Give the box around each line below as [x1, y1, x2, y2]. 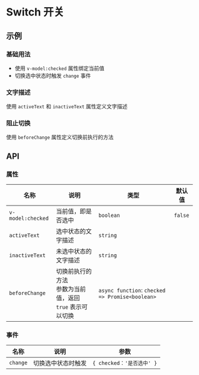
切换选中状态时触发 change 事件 [14, 72, 91, 79]
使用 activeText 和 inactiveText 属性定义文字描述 [6, 103, 128, 110]
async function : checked [98, 286, 166, 294]
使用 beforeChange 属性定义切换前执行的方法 [6, 134, 114, 141]
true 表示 [56, 303, 82, 311]
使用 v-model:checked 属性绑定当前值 [14, 65, 105, 72]
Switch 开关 [6, 5, 65, 19]
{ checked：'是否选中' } [92, 360, 158, 367]
